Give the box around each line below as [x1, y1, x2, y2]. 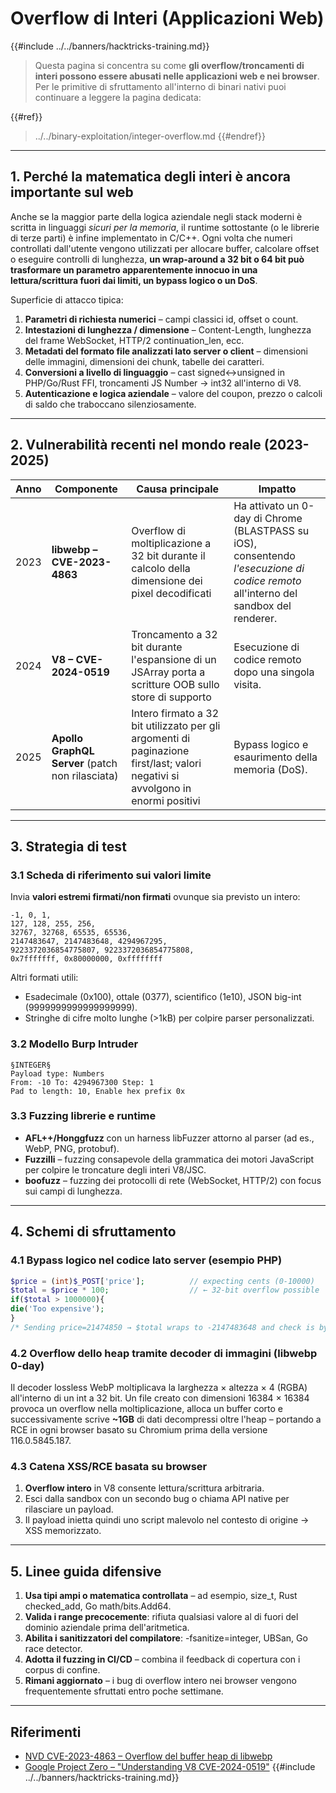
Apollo [51, 731, 84, 745]
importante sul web [10, 184, 134, 201]
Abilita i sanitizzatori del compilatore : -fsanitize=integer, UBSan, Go [24, 1632, 308, 1644]
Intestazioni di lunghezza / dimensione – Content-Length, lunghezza [24, 323, 312, 336]
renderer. [233, 611, 278, 625]
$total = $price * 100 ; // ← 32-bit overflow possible [10, 1285, 320, 1296]
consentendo [233, 548, 296, 562]
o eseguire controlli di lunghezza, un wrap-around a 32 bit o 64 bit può [10, 253, 305, 265]
